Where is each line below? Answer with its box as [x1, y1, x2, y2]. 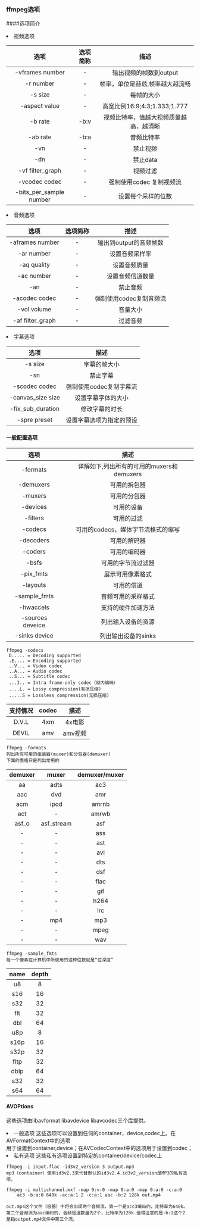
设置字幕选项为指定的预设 [65, 416, 138, 424]
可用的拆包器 [110, 480, 146, 489]
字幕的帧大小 [83, 360, 120, 368]
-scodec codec [12, 382, 57, 390]
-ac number [17, 272, 52, 280]
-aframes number [9, 238, 60, 246]
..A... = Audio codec [8, 668, 62, 674]
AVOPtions [6, 1103, 34, 1110]
